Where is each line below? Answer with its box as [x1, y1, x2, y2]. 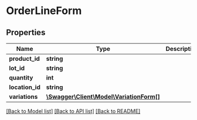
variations [9, 92, 38, 101]
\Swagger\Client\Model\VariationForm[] [46, 92, 160, 101]
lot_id [9, 64, 25, 72]
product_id [9, 54, 40, 63]
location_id [9, 83, 41, 91]
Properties [6, 28, 46, 37]
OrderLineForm [6, 4, 82, 18]
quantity [9, 74, 33, 81]
